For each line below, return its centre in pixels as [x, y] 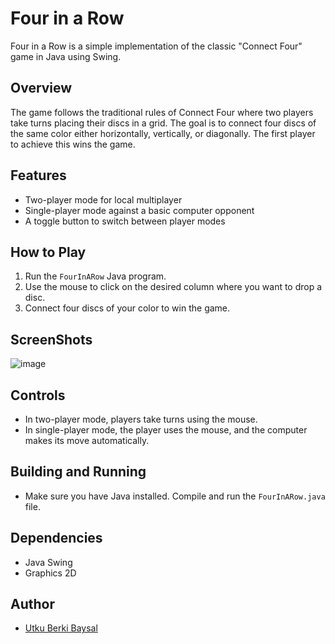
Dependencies [56, 538]
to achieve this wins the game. [73, 144]
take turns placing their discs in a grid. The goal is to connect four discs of [163, 123]
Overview [41, 88]
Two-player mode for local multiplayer [103, 199]
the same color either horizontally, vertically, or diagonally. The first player [163, 133]
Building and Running [78, 472]
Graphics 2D [50, 573]
